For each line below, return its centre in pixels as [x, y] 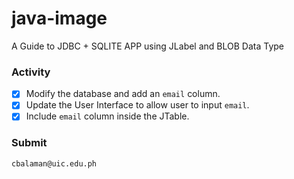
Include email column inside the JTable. [107, 116]
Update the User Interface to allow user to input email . [137, 105]
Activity [31, 72]
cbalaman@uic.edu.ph [54, 163]
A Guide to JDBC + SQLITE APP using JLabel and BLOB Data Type [147, 46]
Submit [29, 143]
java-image [59, 18]
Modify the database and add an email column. [123, 94]
